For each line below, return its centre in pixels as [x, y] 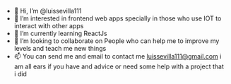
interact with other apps [49, 26]
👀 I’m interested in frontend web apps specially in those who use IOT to [118, 18]
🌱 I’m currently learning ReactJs [60, 33]
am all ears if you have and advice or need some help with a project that [119, 66]
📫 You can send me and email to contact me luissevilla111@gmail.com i [118, 56]
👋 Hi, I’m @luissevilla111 [48, 11]
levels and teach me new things [60, 48]
